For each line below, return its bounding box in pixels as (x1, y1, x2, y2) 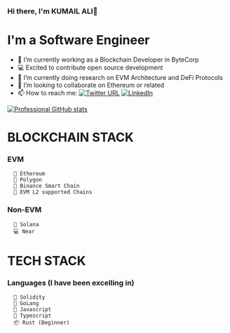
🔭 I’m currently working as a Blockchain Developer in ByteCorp (17, 55, 199, 64)
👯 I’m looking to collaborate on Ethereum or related (17, 81, 165, 89)
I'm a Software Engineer (7, 32, 150, 48)
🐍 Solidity (13, 294, 46, 301)
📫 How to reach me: (17, 88, 78, 97)
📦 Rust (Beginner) (13, 319, 70, 327)
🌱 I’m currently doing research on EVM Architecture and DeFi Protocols (17, 73, 223, 81)
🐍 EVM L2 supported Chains (13, 189, 93, 196)
